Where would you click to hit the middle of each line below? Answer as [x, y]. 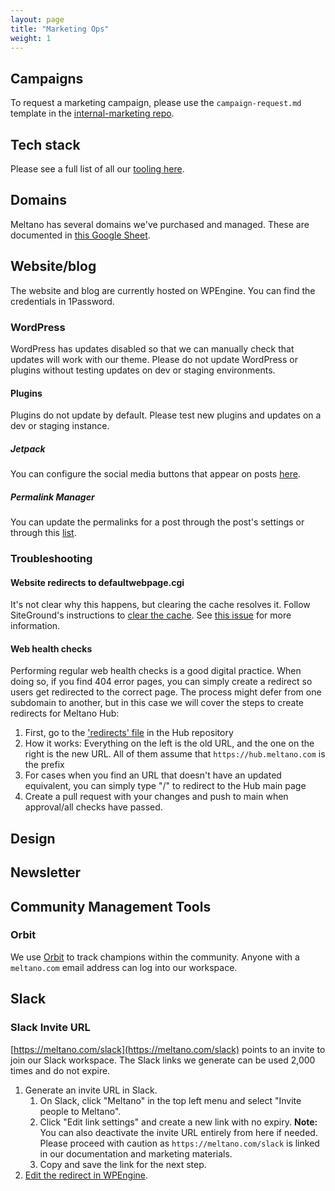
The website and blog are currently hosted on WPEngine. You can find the [163, 290]
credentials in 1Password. [62, 301]
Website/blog [53, 266]
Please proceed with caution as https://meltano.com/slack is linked [179, 1143]
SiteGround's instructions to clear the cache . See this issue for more [151, 615]
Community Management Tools [111, 906]
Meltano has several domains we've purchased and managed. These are [160, 224]
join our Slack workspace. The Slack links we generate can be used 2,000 [163, 1060]
